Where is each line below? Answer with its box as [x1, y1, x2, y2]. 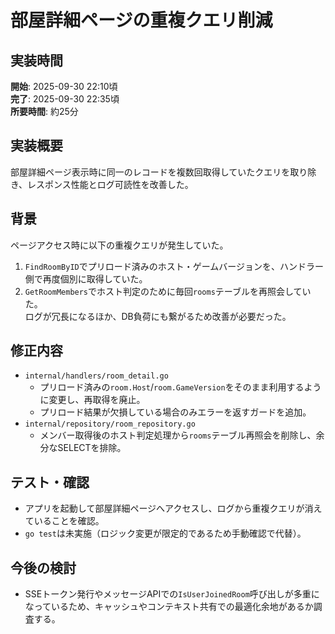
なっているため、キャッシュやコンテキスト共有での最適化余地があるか [24, 601, 314, 613]
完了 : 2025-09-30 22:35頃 [10, 93, 120, 105]
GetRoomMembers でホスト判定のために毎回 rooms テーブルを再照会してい [24, 285, 312, 297]
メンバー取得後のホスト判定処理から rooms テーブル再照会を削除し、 [39, 429, 317, 441]
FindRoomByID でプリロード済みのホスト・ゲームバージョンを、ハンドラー [24, 260, 325, 272]
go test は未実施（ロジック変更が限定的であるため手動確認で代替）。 [24, 527, 307, 540]
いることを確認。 [33, 515, 105, 527]
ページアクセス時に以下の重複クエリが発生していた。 [10, 239, 229, 251]
